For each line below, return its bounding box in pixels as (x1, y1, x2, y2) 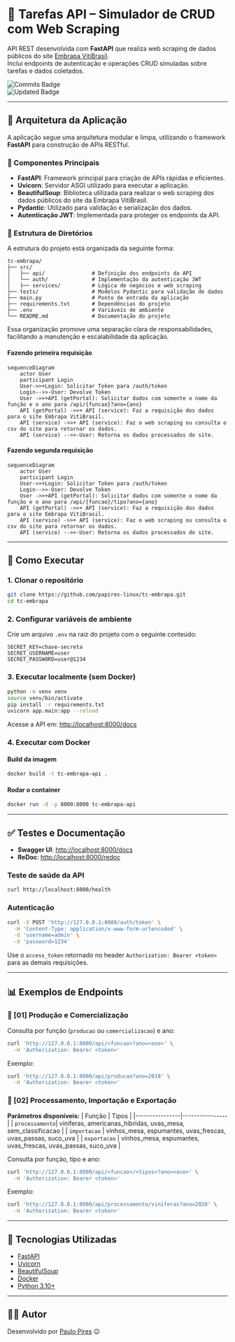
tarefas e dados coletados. (7, 66, 85, 75)
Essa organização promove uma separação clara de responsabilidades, (7, 325, 213, 334)
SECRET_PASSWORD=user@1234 (7, 656, 86, 663)
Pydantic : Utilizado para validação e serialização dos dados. (17, 204, 192, 212)
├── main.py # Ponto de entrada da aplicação (7, 294, 190, 301)
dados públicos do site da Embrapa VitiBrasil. (17, 196, 148, 205)
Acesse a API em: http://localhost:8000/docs (7, 720, 137, 729)
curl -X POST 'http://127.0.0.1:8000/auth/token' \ (7, 919, 161, 926)
